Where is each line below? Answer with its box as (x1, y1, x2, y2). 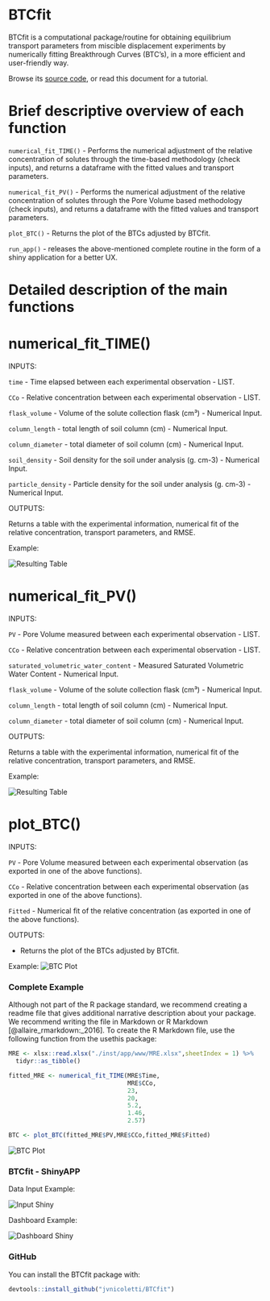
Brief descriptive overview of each (8, 102, 244, 120)
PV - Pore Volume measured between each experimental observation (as (8, 857, 249, 867)
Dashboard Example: (8, 1216, 78, 1225)
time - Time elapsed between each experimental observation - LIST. (8, 377, 235, 386)
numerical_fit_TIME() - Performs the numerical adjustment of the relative (8, 145, 253, 155)
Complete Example (8, 981, 85, 992)
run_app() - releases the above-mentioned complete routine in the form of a (8, 243, 261, 253)
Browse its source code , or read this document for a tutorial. (8, 73, 209, 83)
